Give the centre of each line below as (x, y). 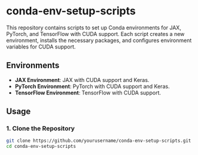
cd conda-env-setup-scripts (41, 147)
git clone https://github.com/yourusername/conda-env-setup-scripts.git (99, 141)
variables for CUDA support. (41, 47)
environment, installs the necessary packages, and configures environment (99, 40)
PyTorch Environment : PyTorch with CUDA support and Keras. (92, 86)
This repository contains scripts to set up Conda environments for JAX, (94, 28)
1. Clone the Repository (40, 129)
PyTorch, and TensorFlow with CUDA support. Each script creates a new (95, 34)
